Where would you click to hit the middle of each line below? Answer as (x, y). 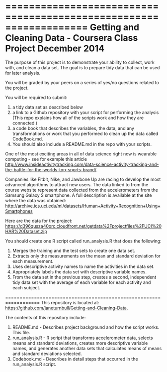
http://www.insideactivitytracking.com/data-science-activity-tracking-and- (82, 164)
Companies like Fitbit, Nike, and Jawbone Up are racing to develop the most (83, 179)
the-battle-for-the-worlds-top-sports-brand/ (51, 169)
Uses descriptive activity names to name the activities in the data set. (83, 266)
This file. (21, 332)
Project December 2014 (55, 49)
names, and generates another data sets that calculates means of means (87, 348)
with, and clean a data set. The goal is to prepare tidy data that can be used (83, 67)
